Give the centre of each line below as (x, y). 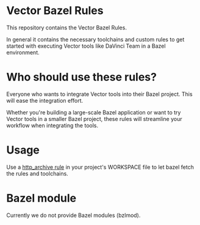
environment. (23, 52)
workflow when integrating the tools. (52, 125)
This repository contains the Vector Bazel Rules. (66, 28)
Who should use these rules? (82, 77)
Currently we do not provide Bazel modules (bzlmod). (73, 215)
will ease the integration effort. (45, 100)
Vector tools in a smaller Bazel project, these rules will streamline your (94, 119)
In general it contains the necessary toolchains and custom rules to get (95, 39)
